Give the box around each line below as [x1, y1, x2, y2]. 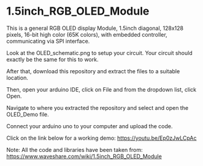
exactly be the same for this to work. [6, 56, 99, 63]
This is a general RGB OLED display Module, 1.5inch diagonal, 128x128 [6, 24, 184, 32]
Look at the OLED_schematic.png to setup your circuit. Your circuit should [6, 49, 193, 56]
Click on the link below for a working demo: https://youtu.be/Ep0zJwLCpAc [6, 134, 197, 142]
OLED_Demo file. [6, 110, 49, 118]
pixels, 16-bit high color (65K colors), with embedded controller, [6, 31, 167, 38]
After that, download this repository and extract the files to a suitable [6, 67, 180, 74]
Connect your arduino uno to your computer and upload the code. [6, 122, 173, 129]
